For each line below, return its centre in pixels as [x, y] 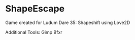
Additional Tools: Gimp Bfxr [34, 32]
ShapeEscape [35, 9]
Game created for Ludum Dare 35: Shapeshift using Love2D [68, 22]
